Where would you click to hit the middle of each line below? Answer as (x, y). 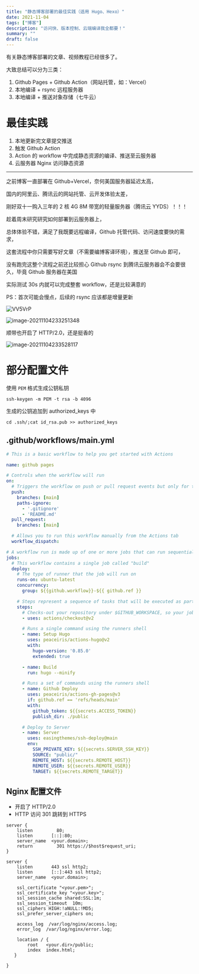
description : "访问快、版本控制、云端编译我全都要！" (66, 28)
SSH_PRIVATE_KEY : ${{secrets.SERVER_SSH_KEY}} (91, 750)
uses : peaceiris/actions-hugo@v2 (69, 640)
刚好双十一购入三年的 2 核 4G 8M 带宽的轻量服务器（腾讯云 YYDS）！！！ (97, 206)
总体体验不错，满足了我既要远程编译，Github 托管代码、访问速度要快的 (93, 232)
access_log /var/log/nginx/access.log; (67, 924)
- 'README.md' (39, 514)
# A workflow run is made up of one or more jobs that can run (86, 552)
